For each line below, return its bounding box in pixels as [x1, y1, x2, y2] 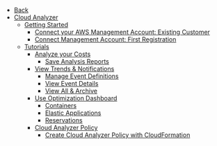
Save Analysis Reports [45, 57, 110, 65]
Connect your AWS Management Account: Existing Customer [34, 28, 211, 36]
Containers [45, 102, 77, 109]
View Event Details [45, 80, 99, 87]
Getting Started [24, 21, 68, 28]
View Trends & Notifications [34, 65, 115, 73]
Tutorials [24, 43, 50, 51]
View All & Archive [45, 86, 97, 95]
